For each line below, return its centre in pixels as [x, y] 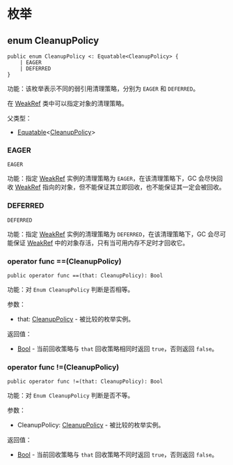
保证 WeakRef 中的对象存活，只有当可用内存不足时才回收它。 [101, 243]
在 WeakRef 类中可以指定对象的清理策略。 [67, 103]
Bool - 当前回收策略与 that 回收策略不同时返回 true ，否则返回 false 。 [118, 455]
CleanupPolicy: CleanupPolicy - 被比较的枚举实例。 [91, 425]
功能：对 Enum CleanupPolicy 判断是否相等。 [71, 289]
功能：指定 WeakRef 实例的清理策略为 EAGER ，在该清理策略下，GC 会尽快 [112, 178]
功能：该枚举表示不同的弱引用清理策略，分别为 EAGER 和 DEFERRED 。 [103, 89]
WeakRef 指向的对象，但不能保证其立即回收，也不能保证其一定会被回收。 [120, 187]
